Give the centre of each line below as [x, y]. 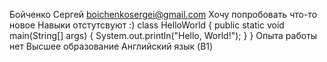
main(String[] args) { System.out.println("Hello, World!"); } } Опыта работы [163, 35]
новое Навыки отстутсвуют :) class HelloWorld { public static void [147, 25]
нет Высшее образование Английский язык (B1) [111, 46]
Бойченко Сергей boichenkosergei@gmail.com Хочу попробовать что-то [163, 14]
